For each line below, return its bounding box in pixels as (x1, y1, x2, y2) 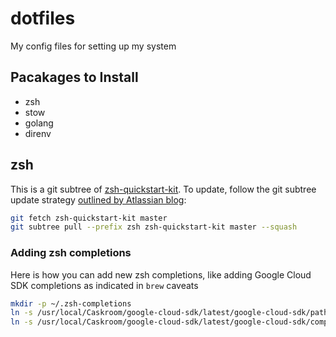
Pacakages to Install (10, 69, 139, 86)
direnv (24, 127, 52, 139)
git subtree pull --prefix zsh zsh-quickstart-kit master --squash (10, 222, 298, 232)
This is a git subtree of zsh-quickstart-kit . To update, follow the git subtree (10, 183, 317, 195)
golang (24, 117, 54, 129)
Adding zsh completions (10, 246, 132, 260)
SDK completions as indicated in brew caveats (10, 279, 199, 291)
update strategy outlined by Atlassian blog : (10, 193, 187, 206)
